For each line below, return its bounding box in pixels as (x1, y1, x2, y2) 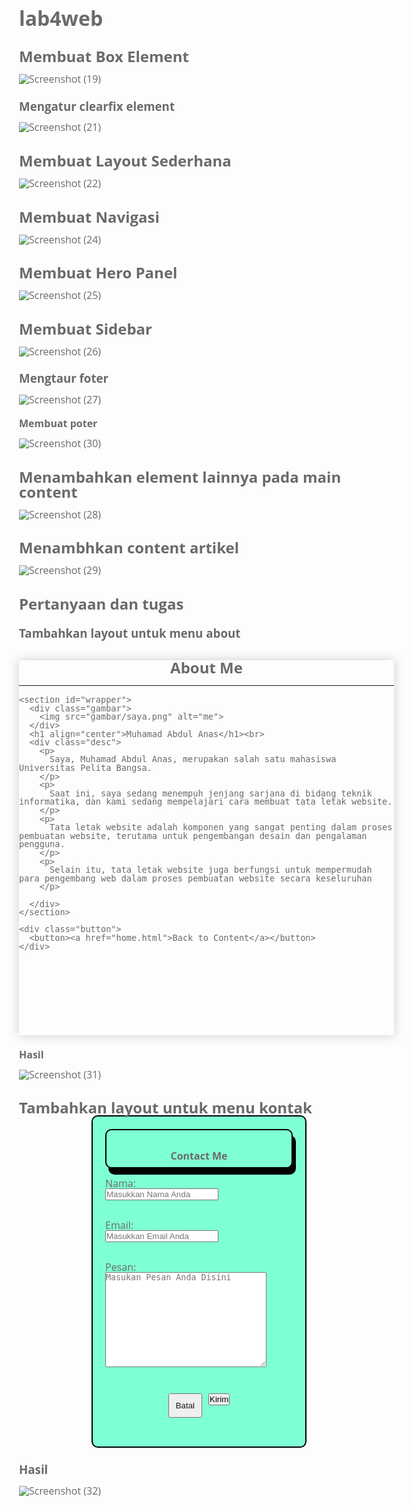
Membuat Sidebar (19, 317, 153, 339)
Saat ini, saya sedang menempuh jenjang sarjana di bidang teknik (49, 787, 373, 799)
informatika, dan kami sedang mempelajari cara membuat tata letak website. (19, 796, 393, 808)
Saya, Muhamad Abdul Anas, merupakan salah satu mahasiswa (49, 754, 337, 765)
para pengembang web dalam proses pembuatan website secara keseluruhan (19, 872, 373, 884)
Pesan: (105, 1259, 137, 1274)
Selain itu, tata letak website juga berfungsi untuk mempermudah (49, 864, 373, 876)
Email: (105, 1217, 134, 1233)
